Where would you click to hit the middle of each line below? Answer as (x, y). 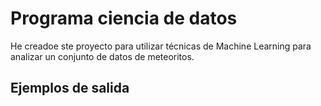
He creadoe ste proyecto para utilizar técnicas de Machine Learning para (161, 46)
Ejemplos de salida (70, 88)
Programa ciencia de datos (124, 18)
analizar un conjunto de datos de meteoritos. (102, 56)
